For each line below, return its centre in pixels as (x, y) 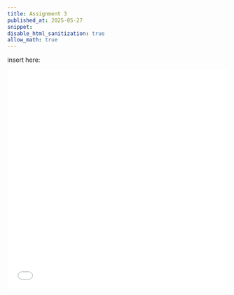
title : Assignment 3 (37, 14)
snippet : (20, 27)
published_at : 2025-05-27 (45, 20)
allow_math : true (33, 40)
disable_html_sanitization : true (56, 33)
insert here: (24, 60)
